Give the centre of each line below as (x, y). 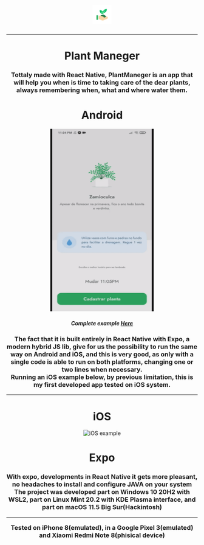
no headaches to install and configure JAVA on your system (102, 484)
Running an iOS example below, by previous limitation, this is (102, 377)
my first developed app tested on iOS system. (102, 384)
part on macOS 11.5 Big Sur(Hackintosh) (102, 507)
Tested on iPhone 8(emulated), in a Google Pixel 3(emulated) (102, 528)
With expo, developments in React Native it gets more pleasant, (102, 477)
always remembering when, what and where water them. (102, 90)
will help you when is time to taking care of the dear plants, (102, 83)
